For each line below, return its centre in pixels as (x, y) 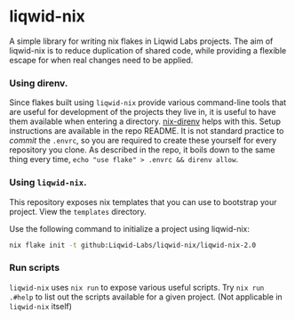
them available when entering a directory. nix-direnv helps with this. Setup (145, 121)
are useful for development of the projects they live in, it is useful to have (143, 112)
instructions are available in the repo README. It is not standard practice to (147, 131)
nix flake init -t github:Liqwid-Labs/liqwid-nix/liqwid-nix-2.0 (132, 245)
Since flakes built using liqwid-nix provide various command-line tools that (148, 103)
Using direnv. (39, 83)
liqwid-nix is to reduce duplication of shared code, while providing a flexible (148, 50)
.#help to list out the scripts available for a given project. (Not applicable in (146, 297)
